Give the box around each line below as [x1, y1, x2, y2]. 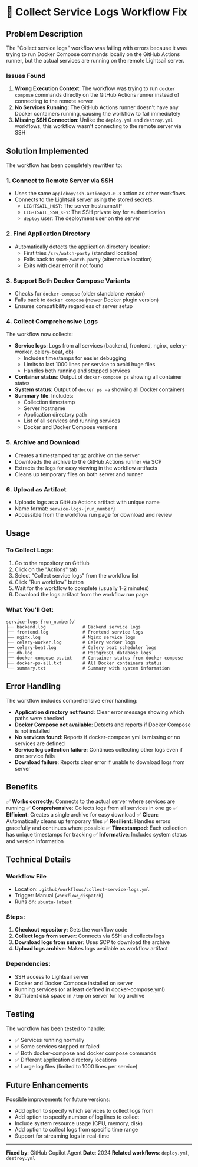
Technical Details [6, 854, 71, 864]
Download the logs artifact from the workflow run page [14, 591, 148, 598]
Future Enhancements [6, 1080, 90, 1090]
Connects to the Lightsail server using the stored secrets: [14, 196, 154, 203]
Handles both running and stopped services [23, 367, 131, 374]
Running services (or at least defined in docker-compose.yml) [14, 985, 166, 993]
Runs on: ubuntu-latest [14, 898, 72, 905]
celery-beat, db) [34, 348, 74, 356]
